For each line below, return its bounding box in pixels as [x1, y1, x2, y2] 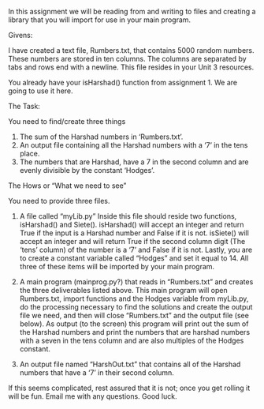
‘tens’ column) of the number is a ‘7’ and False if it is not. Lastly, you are [19, 245, 253, 254]
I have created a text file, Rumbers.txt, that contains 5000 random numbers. [8, 46, 255, 54]
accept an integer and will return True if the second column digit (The [19, 237, 246, 246]
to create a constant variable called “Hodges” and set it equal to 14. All [19, 253, 249, 263]
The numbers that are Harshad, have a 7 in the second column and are [19, 157, 250, 167]
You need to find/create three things [8, 117, 126, 126]
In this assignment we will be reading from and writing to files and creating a [8, 7, 256, 16]
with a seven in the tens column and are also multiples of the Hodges [19, 336, 244, 345]
